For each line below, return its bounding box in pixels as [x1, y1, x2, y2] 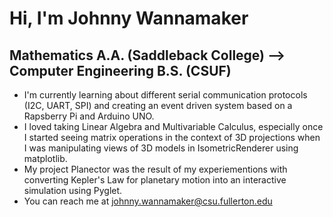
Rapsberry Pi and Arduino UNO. [23, 110, 155, 122]
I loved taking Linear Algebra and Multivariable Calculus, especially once [23, 121, 324, 132]
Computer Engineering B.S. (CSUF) [9, 62, 232, 79]
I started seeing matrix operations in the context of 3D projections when [23, 132, 321, 143]
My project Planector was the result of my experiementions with [23, 163, 288, 175]
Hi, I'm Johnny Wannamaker [9, 7, 249, 30]
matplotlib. [23, 153, 68, 164]
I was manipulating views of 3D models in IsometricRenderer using [23, 142, 299, 154]
